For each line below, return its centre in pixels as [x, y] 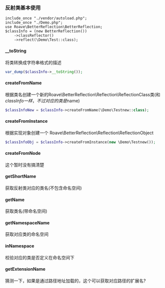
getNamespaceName [27, 222]
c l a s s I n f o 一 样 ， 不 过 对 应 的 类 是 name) [42, 101]
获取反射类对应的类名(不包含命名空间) [44, 188]
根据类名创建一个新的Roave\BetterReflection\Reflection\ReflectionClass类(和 [83, 94]
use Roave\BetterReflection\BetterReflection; [54, 27]
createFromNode [23, 153]
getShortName [21, 177]
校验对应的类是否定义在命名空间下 [40, 257]
